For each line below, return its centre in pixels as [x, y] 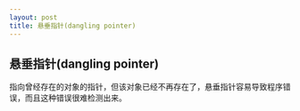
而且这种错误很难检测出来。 [75, 98]
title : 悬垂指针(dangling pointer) [73, 26]
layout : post [33, 17]
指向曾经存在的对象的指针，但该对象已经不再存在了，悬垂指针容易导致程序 [146, 87]
